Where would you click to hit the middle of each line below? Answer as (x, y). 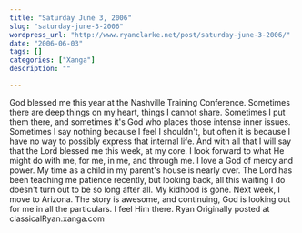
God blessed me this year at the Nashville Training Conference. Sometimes (150, 102)
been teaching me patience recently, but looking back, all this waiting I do (147, 179)
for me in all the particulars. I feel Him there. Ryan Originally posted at (140, 208)
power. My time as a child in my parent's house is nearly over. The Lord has (151, 170)
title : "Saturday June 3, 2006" (70, 18)
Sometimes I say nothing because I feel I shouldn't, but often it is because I (150, 131)
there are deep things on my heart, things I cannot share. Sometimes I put (147, 112)
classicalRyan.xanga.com (57, 218)
